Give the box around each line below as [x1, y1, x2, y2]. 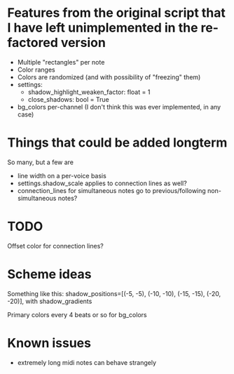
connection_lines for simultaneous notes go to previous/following [17, 186, 207, 194]
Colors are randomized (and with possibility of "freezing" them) [17, 72, 201, 81]
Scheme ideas [7, 267, 92, 282]
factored [7, 35, 58, 51]
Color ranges [17, 65, 55, 74]
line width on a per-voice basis [17, 171, 106, 180]
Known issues [7, 335, 91, 351]
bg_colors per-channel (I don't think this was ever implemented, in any [17, 102, 221, 111]
